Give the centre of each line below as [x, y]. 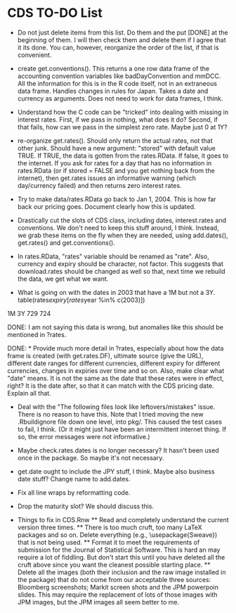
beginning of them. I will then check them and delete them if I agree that [122, 39]
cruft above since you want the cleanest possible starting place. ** [114, 564]
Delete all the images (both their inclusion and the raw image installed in [122, 572]
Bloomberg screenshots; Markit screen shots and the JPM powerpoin [118, 587]
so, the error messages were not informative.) [84, 436]
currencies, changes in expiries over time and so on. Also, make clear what [116, 370]
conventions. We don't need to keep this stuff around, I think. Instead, [118, 227]
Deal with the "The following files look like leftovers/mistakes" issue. [116, 407]
